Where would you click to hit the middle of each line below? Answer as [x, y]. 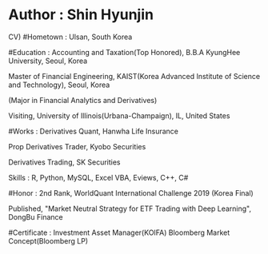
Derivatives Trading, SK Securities [65, 162]
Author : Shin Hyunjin [81, 15]
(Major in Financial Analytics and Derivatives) [83, 100]
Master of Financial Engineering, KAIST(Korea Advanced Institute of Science [134, 76]
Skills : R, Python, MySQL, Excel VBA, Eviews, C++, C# [98, 177]
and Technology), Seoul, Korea [59, 85]
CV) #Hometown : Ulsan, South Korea [70, 37]
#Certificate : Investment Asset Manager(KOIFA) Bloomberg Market [119, 232]
